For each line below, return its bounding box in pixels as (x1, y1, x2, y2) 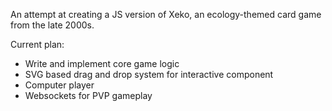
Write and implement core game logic (24, 58, 180, 69)
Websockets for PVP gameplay (24, 90, 153, 101)
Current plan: (10, 39, 65, 50)
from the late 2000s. (10, 19, 95, 31)
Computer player (24, 79, 95, 91)
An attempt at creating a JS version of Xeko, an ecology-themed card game (10, 9, 322, 20)
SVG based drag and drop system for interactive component (24, 69, 274, 80)
